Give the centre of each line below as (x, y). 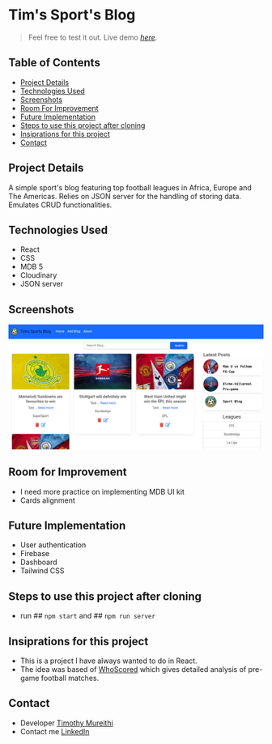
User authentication (53, 545)
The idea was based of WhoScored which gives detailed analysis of (133, 670)
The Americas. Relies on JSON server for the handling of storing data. (125, 196)
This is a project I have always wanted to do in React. (108, 661)
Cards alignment (47, 500)
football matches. (70, 678)
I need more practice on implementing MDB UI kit (102, 491)
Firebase (35, 554)
